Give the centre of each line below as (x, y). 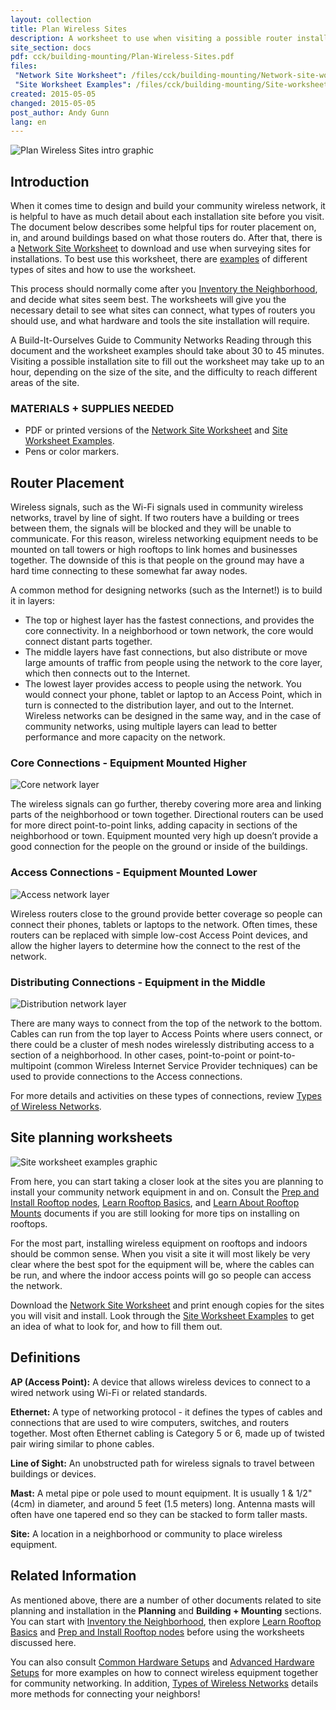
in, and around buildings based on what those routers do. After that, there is (166, 238)
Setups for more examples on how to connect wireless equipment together (164, 1672)
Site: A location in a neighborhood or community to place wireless (146, 1533)
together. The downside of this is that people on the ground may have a (157, 560)
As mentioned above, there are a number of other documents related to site (166, 1600)
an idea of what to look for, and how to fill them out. (116, 1326)
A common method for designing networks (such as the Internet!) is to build (166, 590)
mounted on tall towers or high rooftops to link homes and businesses (154, 550)
